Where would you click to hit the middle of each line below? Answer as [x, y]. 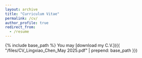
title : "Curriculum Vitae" [32, 14]
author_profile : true [27, 23]
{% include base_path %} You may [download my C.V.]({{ [63, 45]
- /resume [19, 32]
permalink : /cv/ [21, 18]
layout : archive [21, 9]
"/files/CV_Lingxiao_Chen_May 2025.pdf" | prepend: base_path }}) [71, 50]
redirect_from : [20, 27]
